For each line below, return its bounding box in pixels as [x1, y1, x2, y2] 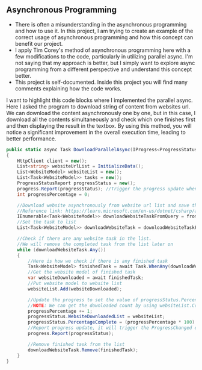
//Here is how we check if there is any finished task [28, 258, 168, 264]
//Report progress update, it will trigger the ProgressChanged [28, 325, 192, 331]
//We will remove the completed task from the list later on [17, 241, 173, 247]
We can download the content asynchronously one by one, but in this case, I [6, 109, 196, 116]
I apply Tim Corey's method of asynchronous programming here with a [14, 46, 191, 54]
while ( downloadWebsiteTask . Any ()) [17, 246, 106, 252]
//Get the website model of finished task [28, 269, 136, 275]
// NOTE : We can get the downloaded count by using [28, 303, 158, 309]
